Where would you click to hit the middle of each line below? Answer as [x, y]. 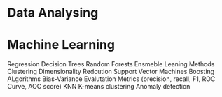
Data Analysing [53, 13]
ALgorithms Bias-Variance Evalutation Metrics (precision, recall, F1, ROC [111, 79]
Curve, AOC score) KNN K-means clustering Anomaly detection [99, 87]
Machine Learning [61, 45]
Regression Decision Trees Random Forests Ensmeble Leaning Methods [111, 64]
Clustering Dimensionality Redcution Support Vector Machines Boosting [111, 72]
